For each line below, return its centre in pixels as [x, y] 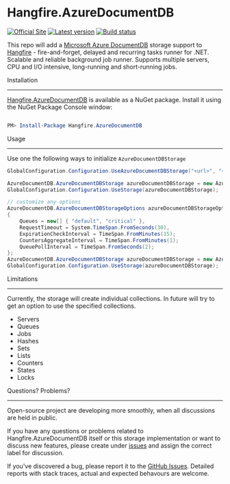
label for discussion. [36, 453]
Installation [23, 80]
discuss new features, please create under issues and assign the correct [110, 446]
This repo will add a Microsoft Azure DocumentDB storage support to [105, 45]
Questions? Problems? [39, 391]
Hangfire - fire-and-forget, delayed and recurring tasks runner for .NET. [108, 52]
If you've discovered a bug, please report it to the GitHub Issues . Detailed [111, 466]
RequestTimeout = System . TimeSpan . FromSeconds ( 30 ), [94, 228]
